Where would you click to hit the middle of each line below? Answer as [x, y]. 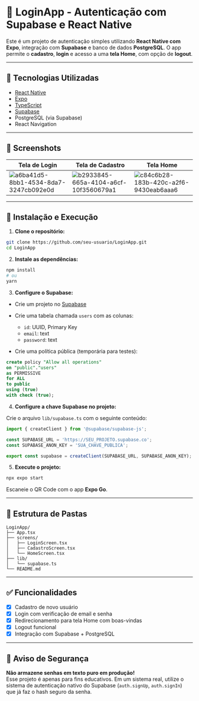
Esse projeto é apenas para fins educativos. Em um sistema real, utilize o [95, 679]
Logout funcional [35, 627]
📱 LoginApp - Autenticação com [86, 12]
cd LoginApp [21, 248]
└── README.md [24, 569]
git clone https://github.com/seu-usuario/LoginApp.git [76, 242]
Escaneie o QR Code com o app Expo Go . [57, 490]
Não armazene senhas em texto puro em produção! [70, 673]
